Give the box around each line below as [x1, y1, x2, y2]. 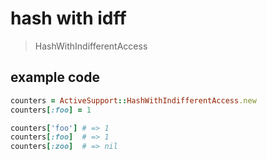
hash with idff [10, 7, 127, 30]
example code [10, 69, 100, 86]
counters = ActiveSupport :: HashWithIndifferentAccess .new [10, 95, 257, 106]
